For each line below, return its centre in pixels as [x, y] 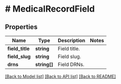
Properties [21, 27]
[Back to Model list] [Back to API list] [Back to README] [60, 76]
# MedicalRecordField [50, 9]
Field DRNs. [71, 64]
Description [72, 41]
